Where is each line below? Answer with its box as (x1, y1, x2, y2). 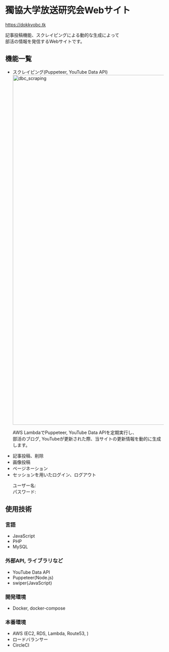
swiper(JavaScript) (12, 580, 52, 586)
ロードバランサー (12, 636, 48, 642)
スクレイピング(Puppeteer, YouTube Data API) (12, 69, 108, 75)
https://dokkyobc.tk (5, 21, 46, 28)
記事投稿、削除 (12, 453, 44, 459)
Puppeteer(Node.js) (12, 574, 54, 580)
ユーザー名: (12, 482, 36, 488)
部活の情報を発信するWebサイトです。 (5, 38, 85, 44)
